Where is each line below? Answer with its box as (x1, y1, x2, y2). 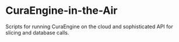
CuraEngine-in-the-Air (5, 4, 118, 17)
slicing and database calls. (5, 29, 69, 36)
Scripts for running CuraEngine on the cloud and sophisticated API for (5, 23, 173, 30)
